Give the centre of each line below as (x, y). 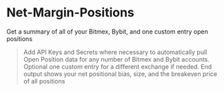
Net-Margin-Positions (71, 13)
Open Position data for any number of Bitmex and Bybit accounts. (116, 59)
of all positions (44, 81)
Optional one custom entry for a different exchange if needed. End (118, 66)
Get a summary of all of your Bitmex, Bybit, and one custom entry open (107, 31)
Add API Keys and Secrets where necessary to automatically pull (115, 52)
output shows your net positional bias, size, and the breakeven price (120, 74)
